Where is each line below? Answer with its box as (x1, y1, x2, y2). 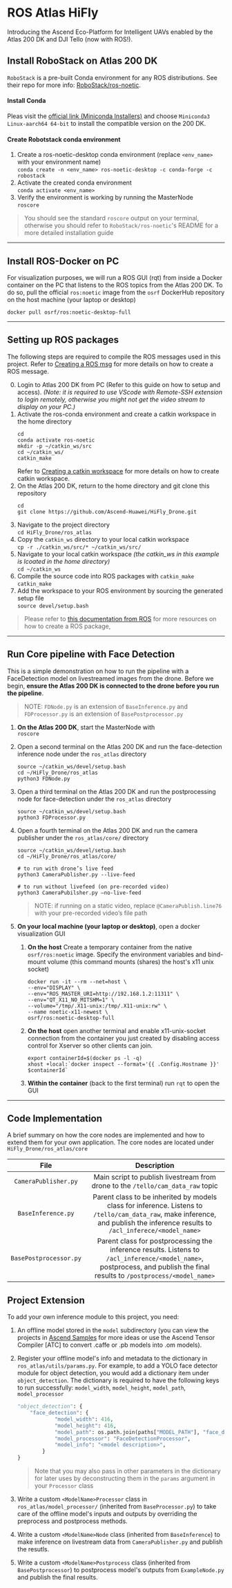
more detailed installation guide (23, 229, 114, 237)
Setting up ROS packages (7, 334, 119, 346)
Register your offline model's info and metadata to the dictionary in (17, 1354, 208, 1363)
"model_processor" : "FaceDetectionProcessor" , (54, 1435, 191, 1442)
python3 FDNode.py (17, 775, 70, 782)
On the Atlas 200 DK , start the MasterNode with (17, 723, 155, 731)
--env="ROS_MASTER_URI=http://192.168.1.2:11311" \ (27, 990, 180, 997)
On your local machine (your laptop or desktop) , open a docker (17, 922, 200, 930)
